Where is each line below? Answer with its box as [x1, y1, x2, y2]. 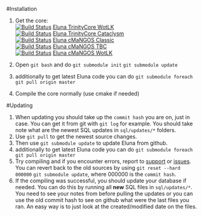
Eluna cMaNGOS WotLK [52, 49, 113, 57]
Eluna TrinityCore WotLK [52, 24, 114, 30]
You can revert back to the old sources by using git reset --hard [15, 164, 181, 171]
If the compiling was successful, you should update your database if [15, 177, 187, 184]
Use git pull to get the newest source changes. [15, 133, 138, 140]
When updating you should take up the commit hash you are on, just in [15, 114, 190, 120]
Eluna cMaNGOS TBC [52, 43, 107, 50]
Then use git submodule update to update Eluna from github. [15, 139, 168, 147]
